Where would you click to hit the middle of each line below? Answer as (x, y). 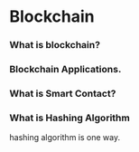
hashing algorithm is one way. (65, 138)
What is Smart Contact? (63, 93)
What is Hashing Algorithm (70, 118)
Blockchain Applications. (65, 70)
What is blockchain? (55, 45)
